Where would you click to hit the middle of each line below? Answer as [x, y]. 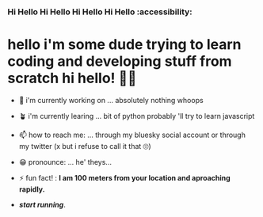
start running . [42, 204]
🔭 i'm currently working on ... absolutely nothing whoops [111, 100]
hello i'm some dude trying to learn [125, 45]
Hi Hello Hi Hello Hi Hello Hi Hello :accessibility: [100, 12]
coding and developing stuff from [120, 61]
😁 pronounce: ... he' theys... [65, 162]
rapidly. [32, 189]
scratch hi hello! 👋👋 [72, 78]
